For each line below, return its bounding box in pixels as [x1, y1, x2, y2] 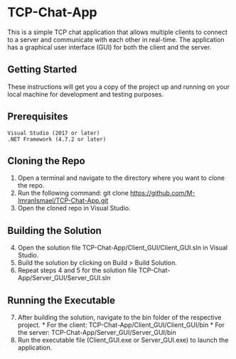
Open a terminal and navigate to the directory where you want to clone [17, 173, 225, 182]
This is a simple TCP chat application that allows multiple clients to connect [7, 28, 227, 36]
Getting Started [7, 63, 77, 75]
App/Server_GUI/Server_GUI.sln [17, 274, 112, 282]
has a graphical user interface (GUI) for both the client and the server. [7, 43, 212, 51]
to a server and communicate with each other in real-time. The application [7, 35, 225, 43]
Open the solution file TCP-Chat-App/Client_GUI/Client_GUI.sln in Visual [17, 243, 228, 252]
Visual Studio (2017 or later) [7, 129, 100, 136]
